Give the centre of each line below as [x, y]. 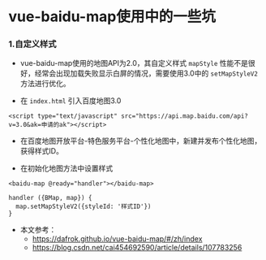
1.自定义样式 [32, 44]
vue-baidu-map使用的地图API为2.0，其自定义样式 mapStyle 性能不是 [134, 63]
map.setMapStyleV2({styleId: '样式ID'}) [84, 207]
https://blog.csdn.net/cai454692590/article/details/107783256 [137, 248]
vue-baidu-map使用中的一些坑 [112, 17]
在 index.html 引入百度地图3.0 [71, 101]
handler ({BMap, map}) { [50, 198]
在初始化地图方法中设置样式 [66, 168]
